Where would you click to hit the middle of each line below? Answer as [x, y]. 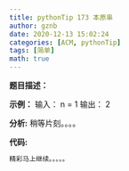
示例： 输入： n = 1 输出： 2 [60, 104]
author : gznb [33, 26]
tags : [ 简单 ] [32, 51]
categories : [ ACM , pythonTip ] [65, 42]
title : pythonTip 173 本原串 [61, 17]
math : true [29, 59]
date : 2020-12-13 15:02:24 [59, 34]
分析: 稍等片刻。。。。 [45, 123]
